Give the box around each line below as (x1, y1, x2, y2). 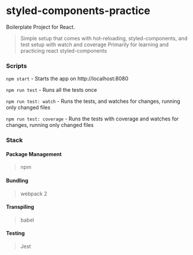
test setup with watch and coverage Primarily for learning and (20, 41, 169, 48)
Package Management (6, 150, 62, 157)
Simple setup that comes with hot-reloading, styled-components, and (20, 35, 188, 42)
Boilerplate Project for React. (6, 23, 75, 30)
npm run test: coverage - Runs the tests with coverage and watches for (6, 115, 179, 122)
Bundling (6, 177, 29, 184)
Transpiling (6, 204, 34, 211)
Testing (6, 230, 25, 237)
